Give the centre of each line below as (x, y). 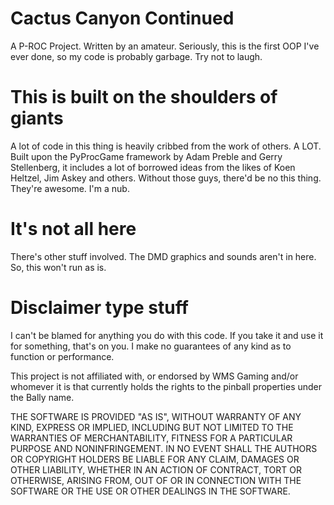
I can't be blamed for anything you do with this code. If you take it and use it (167, 335)
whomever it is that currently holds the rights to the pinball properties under (166, 386)
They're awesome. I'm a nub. (70, 188)
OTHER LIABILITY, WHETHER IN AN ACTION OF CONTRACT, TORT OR (156, 469)
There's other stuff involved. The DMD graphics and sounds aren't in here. (163, 256)
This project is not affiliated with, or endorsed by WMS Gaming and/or (154, 376)
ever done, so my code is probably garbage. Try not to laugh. (136, 56)
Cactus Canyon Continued (122, 18)
